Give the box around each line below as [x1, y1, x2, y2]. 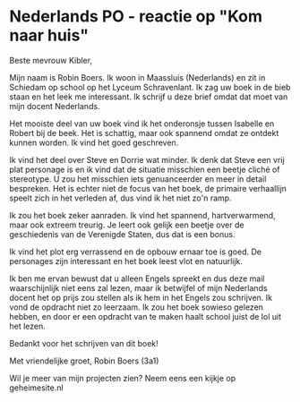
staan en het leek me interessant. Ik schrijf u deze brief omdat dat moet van [9, 91, 288, 102]
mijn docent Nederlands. [9, 100, 100, 111]
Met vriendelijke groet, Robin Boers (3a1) [9, 355, 159, 366]
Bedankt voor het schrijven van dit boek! [9, 338, 159, 348]
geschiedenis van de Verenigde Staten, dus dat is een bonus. [9, 228, 236, 239]
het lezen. [9, 321, 47, 331]
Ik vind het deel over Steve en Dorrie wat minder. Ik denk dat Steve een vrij [9, 154, 285, 165]
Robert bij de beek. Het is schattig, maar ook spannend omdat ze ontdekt [9, 127, 279, 138]
